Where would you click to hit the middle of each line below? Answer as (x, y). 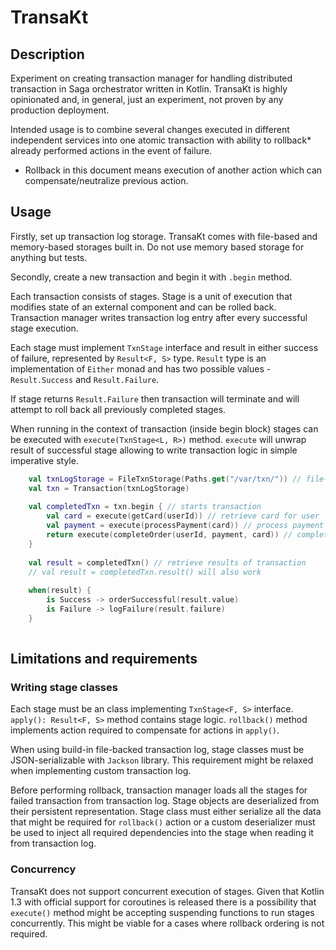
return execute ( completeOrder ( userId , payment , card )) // (169, 535)
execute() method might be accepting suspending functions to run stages (162, 912)
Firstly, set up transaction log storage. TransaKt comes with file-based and (164, 236)
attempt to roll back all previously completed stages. (118, 409)
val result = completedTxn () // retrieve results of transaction (167, 562)
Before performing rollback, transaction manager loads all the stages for (159, 790)
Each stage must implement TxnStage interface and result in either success (164, 347)
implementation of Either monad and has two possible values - (141, 368)
